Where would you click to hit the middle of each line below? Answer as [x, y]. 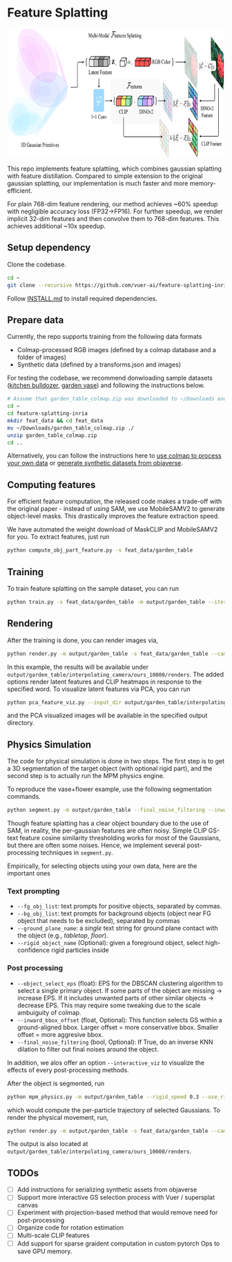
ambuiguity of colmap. [49, 1012]
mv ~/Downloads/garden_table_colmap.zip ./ [71, 428]
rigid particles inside [80, 950]
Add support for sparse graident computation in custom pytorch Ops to [118, 1243]
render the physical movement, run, [58, 1117]
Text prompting [33, 891]
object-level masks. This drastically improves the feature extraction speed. [113, 516]
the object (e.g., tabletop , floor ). [62, 935]
